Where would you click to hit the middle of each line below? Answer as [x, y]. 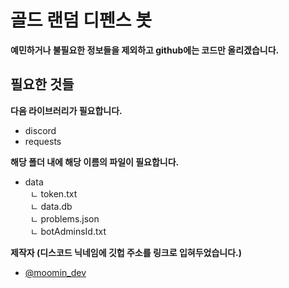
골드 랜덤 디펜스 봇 [81, 20]
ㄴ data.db [51, 206]
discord [40, 130]
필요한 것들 [42, 84]
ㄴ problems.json [64, 218]
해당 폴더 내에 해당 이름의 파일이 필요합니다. [95, 162]
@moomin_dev [55, 272]
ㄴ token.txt [53, 193]
